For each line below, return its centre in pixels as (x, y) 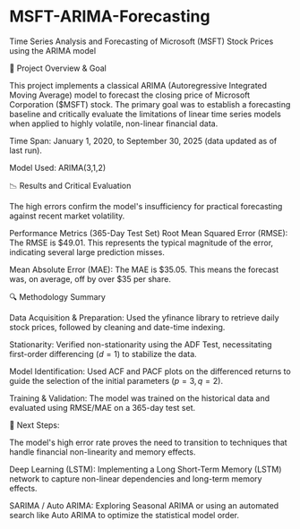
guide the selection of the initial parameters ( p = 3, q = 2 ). (116, 380)
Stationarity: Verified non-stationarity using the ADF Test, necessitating (141, 344)
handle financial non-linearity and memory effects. (103, 452)
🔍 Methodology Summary (57, 296)
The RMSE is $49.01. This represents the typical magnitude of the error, (141, 243)
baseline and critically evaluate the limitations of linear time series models (146, 114)
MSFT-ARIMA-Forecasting (110, 17)
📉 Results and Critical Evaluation (70, 185)
